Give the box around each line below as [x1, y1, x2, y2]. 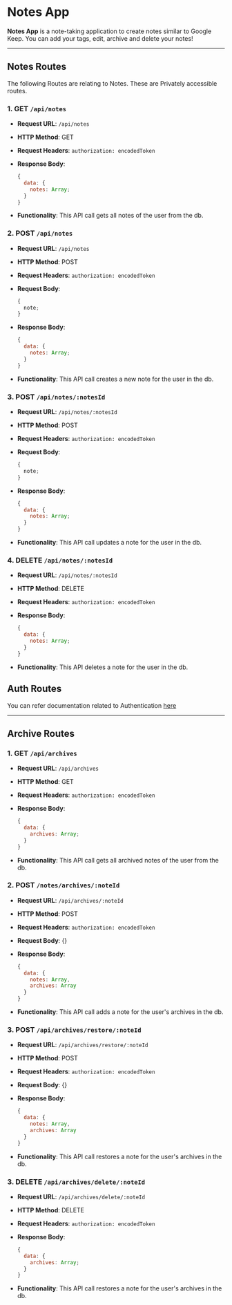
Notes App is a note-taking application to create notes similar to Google [7, 27, 212, 35]
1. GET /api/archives [7, 748, 77, 758]
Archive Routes [7, 727, 75, 740]
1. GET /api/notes [7, 104, 67, 113]
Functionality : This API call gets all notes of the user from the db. [17, 212, 204, 220]
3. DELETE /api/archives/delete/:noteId [7, 1176, 146, 1186]
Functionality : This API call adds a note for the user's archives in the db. [17, 1008, 224, 1016]
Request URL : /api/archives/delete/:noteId [17, 1192, 146, 1201]
